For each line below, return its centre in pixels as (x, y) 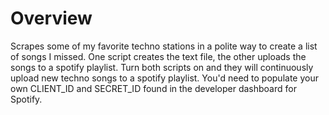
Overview (51, 18)
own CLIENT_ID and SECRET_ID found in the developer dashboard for (153, 88)
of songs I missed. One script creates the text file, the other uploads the (158, 56)
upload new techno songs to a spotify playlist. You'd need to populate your (164, 78)
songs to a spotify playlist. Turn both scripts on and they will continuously (162, 67)
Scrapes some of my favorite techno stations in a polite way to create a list (164, 46)
